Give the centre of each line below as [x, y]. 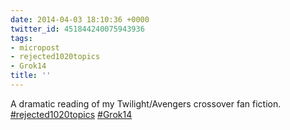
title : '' [31, 76]
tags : [21, 38]
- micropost [35, 47]
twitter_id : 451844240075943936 [77, 29]
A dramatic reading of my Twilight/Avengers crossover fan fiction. [146, 103]
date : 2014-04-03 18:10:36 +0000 [80, 19]
